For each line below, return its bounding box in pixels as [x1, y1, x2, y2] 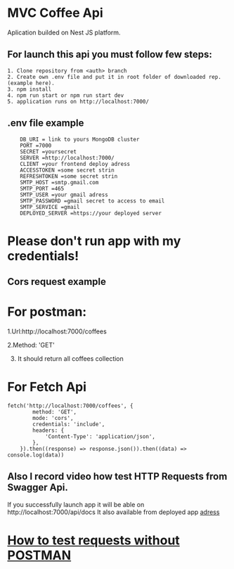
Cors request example [7, 276, 107, 288]
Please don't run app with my [7, 233, 181, 249]
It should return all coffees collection [17, 354, 124, 363]
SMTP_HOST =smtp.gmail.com [20, 179, 99, 186]
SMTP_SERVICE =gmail [20, 203, 80, 210]
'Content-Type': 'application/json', [44, 433, 156, 440]
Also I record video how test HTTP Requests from [7, 471, 228, 482]
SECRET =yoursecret [20, 148, 77, 155]
